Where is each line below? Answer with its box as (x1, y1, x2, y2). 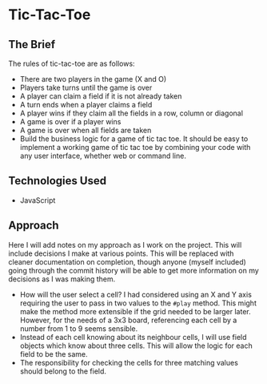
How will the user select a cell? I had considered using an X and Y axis (19, 289, 252, 299)
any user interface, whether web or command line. (19, 151, 186, 160)
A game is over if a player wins (19, 117, 122, 126)
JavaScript (19, 195, 56, 205)
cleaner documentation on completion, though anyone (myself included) (8, 257, 246, 266)
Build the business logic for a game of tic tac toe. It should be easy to (19, 134, 249, 143)
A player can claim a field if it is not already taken (19, 91, 182, 101)
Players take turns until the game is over (19, 83, 153, 92)
